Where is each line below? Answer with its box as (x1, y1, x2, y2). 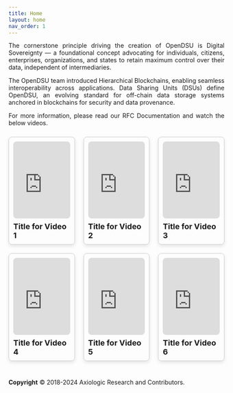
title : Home (8, 10, 42, 17)
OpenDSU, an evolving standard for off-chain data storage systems (8, 91, 225, 99)
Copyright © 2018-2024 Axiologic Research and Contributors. (8, 378, 185, 387)
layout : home (8, 16, 46, 23)
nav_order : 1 (8, 23, 46, 29)
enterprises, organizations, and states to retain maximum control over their (8, 56, 225, 64)
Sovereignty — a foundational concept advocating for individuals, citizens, (8, 49, 225, 57)
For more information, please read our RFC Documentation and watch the (8, 112, 225, 120)
